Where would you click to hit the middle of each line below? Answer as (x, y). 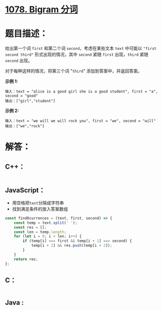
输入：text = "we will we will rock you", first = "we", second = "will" (81, 121)
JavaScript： (25, 190)
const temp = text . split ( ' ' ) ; (46, 223)
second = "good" (21, 96)
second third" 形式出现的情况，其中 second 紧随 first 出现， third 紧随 (77, 54)
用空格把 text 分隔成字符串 (38, 203)
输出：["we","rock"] (25, 126)
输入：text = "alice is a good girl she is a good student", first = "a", (81, 92)
